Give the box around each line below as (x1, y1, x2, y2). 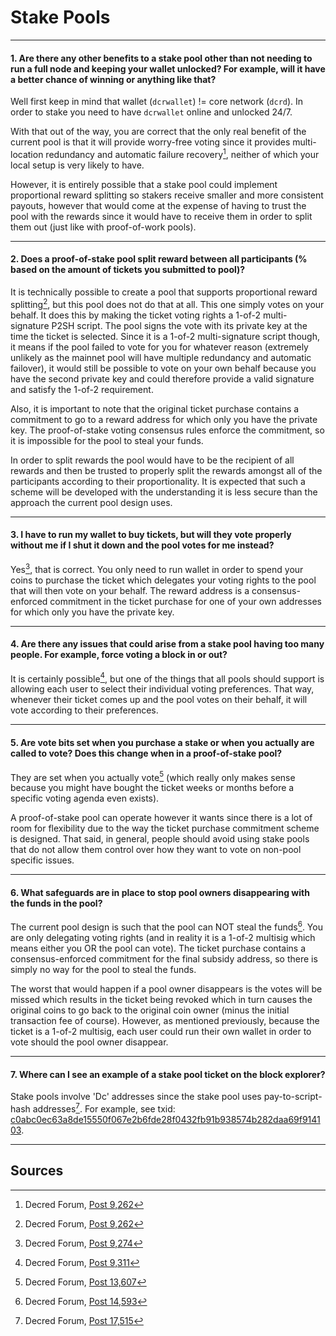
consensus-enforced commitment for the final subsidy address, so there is (10, 953, 318, 965)
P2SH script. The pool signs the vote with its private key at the (51, 319, 308, 331)
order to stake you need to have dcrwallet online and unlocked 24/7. (10, 106, 293, 118)
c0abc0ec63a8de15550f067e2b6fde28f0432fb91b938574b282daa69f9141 (10, 1113, 321, 1125)
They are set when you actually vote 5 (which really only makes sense (10, 769, 296, 783)
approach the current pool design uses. (10, 496, 173, 508)
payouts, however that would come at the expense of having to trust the (10, 199, 307, 211)
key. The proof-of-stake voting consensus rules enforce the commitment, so (10, 424, 325, 436)
